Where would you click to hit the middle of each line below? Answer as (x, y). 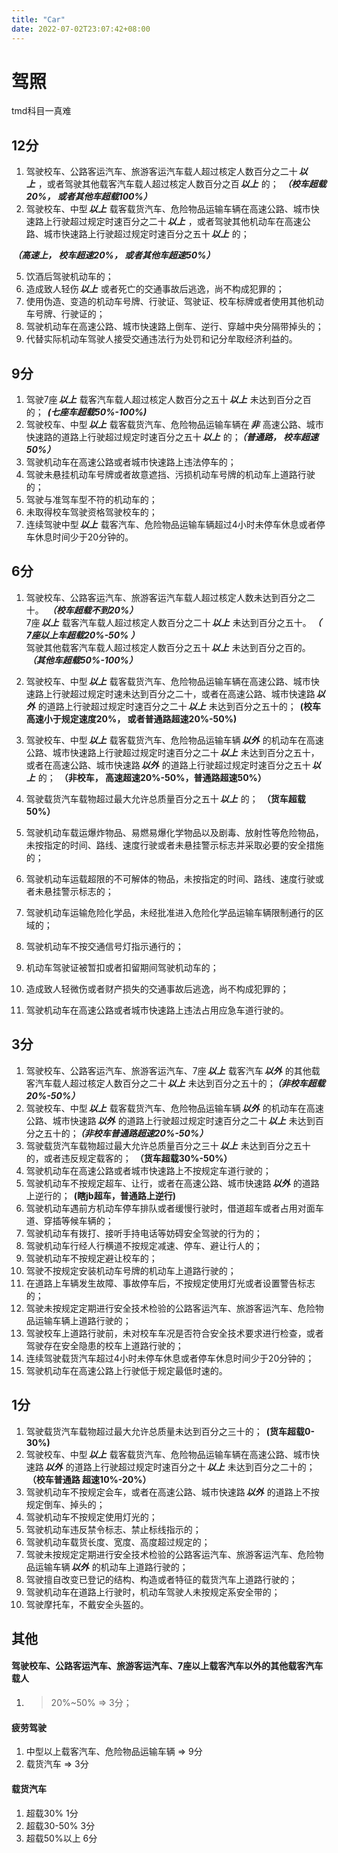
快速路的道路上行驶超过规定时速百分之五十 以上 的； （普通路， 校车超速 (172, 437)
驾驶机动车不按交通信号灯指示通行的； (104, 946)
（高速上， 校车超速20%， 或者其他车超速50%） (114, 255)
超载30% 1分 (52, 1813)
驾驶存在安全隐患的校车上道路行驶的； (104, 1345)
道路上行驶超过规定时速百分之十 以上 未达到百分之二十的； (195, 1467)
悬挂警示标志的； (78, 891)
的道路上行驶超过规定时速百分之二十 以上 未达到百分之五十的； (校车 (179, 706)
